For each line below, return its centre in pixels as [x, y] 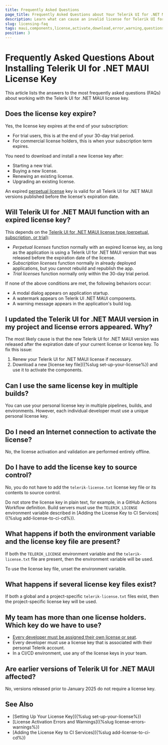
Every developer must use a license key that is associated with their [82, 643]
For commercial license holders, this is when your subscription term [82, 141]
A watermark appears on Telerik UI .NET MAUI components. [74, 298]
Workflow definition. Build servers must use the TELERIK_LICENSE [71, 507]
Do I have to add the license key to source [71, 467]
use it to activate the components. [47, 370]
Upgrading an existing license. [44, 181]
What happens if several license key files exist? [81, 584]
